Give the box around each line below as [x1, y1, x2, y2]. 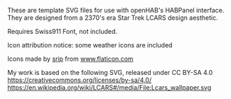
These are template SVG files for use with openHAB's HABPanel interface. [7, 6, 225, 14]
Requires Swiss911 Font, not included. [7, 28, 118, 35]
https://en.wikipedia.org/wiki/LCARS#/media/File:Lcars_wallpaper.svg [7, 83, 212, 91]
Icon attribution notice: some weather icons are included [7, 41, 173, 49]
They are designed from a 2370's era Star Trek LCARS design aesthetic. [7, 13, 218, 22]
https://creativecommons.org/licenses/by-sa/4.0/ [7, 76, 152, 84]
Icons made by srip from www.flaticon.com [7, 54, 134, 63]
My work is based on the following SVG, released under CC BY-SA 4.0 [7, 69, 213, 76]
